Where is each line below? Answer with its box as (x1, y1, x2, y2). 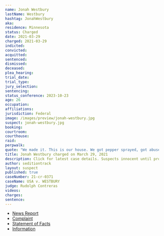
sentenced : (5, 57, 27, 62)
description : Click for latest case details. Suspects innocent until (5, 156, 152, 161)
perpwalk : (5, 143, 25, 148)
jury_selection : (5, 84, 38, 89)
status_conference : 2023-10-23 (5, 93, 69, 98)
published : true (5, 170, 38, 175)
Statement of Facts (12, 221, 51, 227)
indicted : (5, 43, 25, 48)
